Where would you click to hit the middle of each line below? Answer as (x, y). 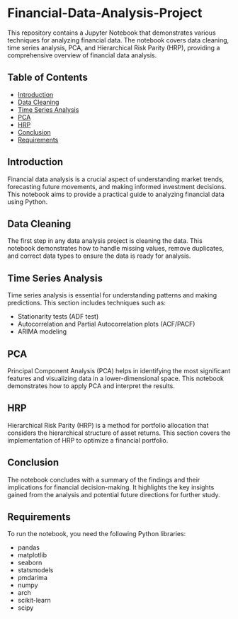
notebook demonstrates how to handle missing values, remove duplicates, (116, 249)
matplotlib (32, 555)
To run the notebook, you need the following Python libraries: (97, 534)
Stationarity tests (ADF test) (58, 317)
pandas (29, 547)
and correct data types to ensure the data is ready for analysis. (99, 256)
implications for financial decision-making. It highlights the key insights (111, 487)
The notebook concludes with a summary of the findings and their (104, 479)
